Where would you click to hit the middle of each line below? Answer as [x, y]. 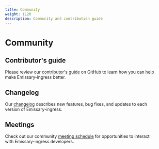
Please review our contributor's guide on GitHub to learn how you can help [79, 72]
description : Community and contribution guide [54, 18]
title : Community [23, 9]
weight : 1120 [18, 14]
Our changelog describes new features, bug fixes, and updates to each [76, 104]
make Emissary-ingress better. [36, 77]
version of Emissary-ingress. [34, 109]
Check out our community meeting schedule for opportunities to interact [77, 136]
